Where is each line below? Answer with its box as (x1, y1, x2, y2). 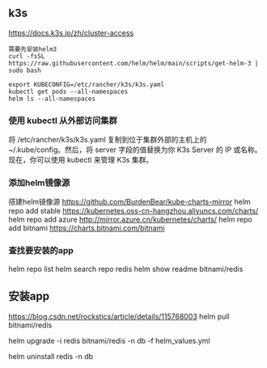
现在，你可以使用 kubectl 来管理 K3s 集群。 (8, 155, 154, 165)
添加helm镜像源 (8, 177, 70, 188)
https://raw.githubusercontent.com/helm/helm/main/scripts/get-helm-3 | (8, 59, 259, 67)
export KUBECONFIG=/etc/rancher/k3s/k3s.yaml (8, 80, 164, 88)
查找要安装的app (8, 245, 74, 256)
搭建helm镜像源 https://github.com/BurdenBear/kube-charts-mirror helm (8, 197, 251, 207)
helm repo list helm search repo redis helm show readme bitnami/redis (8, 264, 244, 273)
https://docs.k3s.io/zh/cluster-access (8, 27, 134, 37)
